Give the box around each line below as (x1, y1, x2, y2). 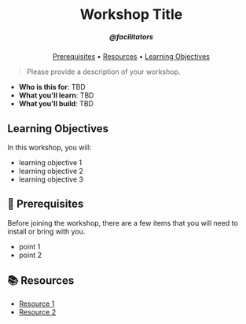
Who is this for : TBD (18, 83, 86, 92)
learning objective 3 (18, 175, 84, 184)
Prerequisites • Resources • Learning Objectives (53, 52, 210, 61)
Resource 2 (18, 307, 57, 316)
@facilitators (108, 31, 154, 41)
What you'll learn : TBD (18, 90, 94, 100)
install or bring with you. (7, 226, 86, 236)
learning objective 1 (18, 157, 83, 167)
